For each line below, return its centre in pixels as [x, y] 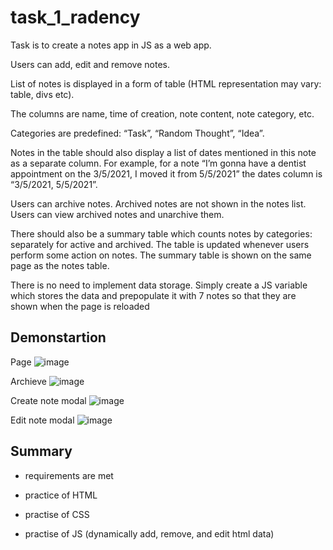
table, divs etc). [42, 94]
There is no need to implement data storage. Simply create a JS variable [159, 285]
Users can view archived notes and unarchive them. [117, 214]
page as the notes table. [60, 265]
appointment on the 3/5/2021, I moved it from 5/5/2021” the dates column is [166, 173]
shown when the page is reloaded [80, 306]
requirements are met [69, 475]
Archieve [29, 381]
